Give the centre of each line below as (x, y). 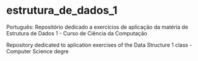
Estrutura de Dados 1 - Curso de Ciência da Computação (77, 33)
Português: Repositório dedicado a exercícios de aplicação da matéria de (97, 27)
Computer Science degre (37, 51)
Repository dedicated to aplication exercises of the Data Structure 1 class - (99, 45)
